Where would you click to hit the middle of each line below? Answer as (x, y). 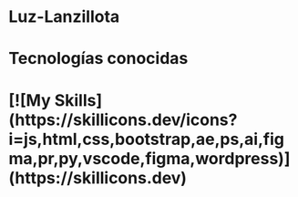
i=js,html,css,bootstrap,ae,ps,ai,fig (146, 139)
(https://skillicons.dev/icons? (123, 119)
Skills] (78, 100)
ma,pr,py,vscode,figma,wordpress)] (149, 158)
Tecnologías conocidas (98, 59)
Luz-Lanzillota (64, 17)
